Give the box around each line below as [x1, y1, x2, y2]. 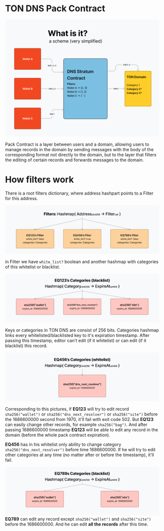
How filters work [5, 174, 74, 185]
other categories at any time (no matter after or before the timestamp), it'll [5, 452, 154, 458]
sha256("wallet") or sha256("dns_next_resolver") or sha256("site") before [5, 411, 158, 417]
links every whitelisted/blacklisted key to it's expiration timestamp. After [5, 332, 150, 338]
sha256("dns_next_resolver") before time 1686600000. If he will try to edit [5, 447, 156, 453]
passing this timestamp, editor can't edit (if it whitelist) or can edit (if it [5, 338, 147, 344]
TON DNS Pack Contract [5, 3, 105, 14]
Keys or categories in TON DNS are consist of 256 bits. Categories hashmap [5, 327, 159, 333]
